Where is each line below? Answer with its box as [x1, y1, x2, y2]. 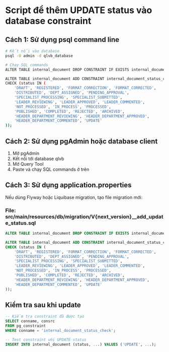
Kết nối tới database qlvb [12, 156, 64, 162]
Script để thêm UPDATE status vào [5, 5, 152, 16]
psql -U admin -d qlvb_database [5, 53, 73, 58]
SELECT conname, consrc [5, 319, 55, 324]
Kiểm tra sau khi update [5, 301, 81, 309]
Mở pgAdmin [12, 150, 40, 156]
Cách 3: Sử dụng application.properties [5, 181, 132, 189]
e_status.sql [5, 219, 36, 226]
